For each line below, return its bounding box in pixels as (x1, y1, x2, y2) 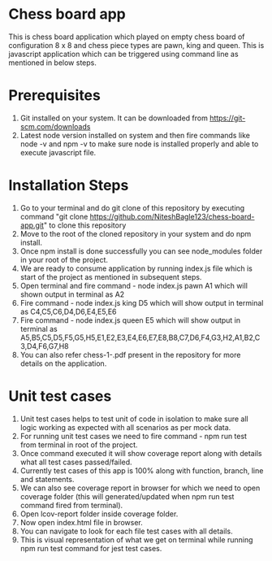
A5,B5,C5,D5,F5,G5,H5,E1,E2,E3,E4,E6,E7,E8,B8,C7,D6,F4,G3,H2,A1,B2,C (19, 333, 261, 342)
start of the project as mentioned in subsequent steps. (19, 272, 202, 281)
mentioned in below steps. (8, 58, 97, 67)
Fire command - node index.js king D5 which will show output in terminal (19, 298, 264, 307)
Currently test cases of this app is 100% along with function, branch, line (19, 465, 264, 476)
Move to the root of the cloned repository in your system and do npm (19, 228, 252, 238)
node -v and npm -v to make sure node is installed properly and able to (19, 139, 259, 149)
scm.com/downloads (19, 121, 91, 131)
